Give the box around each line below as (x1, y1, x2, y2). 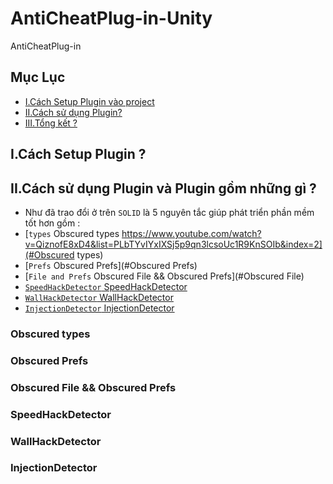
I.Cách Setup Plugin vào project (24, 95, 155, 107)
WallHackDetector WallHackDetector (24, 291, 174, 303)
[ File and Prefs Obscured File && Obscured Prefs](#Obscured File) (24, 270, 305, 282)
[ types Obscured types (24, 227, 120, 239)
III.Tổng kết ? (24, 117, 78, 129)
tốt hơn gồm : (24, 217, 81, 229)
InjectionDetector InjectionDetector (24, 302, 175, 314)
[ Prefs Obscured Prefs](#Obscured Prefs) (24, 259, 198, 271)
